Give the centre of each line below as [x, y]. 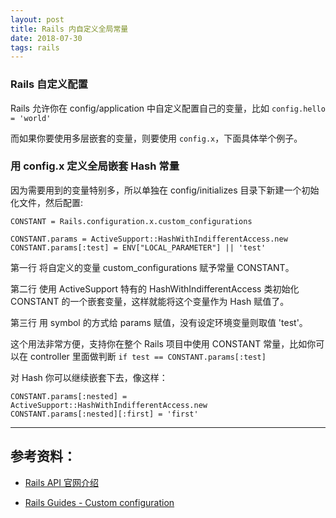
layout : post [37, 19]
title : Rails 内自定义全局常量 [69, 29]
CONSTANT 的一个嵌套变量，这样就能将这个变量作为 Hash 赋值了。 [150, 301]
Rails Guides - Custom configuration [99, 502]
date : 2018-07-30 [46, 38]
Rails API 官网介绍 [62, 482]
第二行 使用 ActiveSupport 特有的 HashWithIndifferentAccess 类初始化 [155, 288]
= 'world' [31, 118]
